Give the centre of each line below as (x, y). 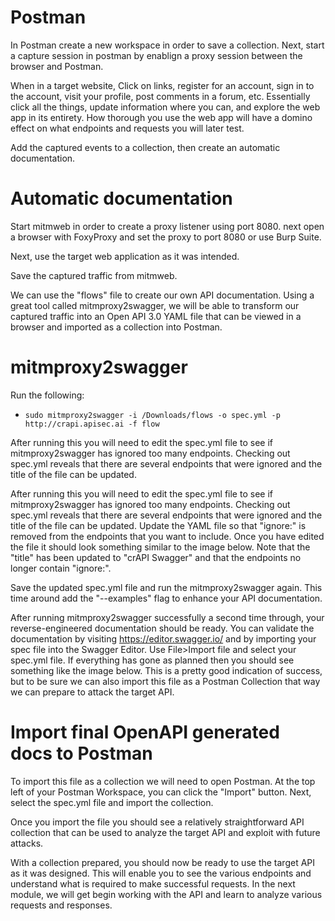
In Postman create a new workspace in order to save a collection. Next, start (167, 45)
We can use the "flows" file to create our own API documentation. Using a (162, 295)
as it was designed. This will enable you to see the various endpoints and (161, 873)
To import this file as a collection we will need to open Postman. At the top (163, 781)
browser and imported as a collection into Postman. (116, 327)
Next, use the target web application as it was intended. (125, 256)
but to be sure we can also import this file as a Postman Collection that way (165, 681)
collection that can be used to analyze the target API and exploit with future (165, 832)
